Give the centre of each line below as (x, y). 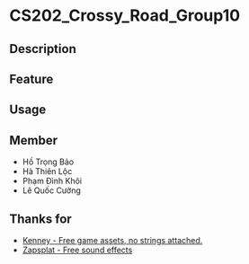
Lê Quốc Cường (51, 190)
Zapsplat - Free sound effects (77, 250)
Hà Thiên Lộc (47, 172)
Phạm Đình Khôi (52, 181)
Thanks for (40, 219)
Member (34, 140)
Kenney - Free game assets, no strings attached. (112, 240)
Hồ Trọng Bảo (48, 162)
